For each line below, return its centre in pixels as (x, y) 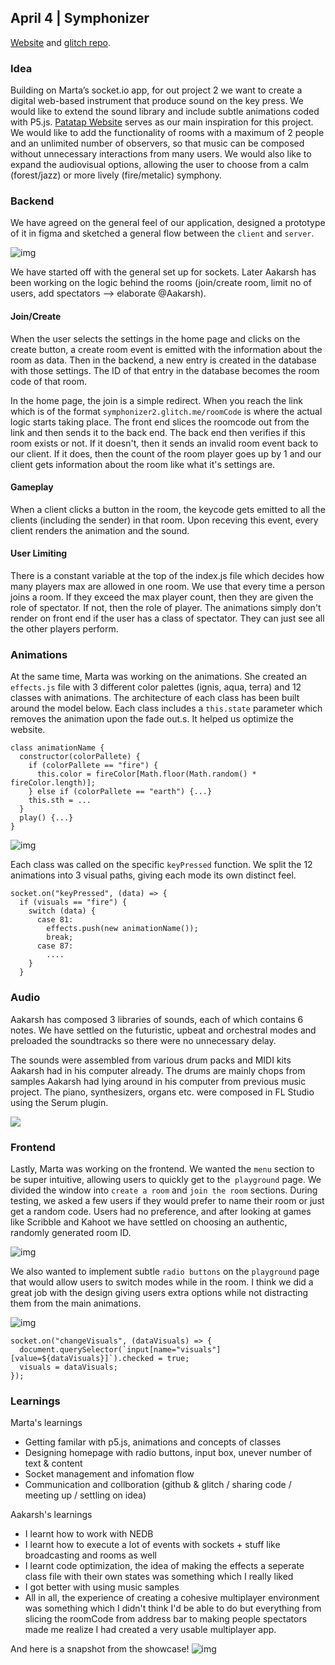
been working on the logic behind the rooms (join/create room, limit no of (161, 283)
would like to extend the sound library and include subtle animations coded (165, 112)
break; (60, 937)
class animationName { (57, 748)
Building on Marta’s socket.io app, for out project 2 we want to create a (156, 90)
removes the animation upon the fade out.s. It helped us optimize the (152, 719)
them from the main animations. (76, 1303)
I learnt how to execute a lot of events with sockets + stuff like (152, 1545)
